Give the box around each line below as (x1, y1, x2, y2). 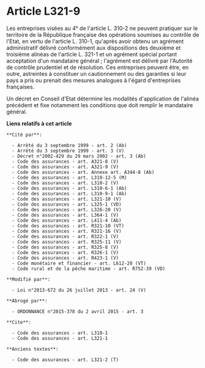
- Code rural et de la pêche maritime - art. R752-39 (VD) (12, 265, 166, 272)
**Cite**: (6, 319, 32, 325)
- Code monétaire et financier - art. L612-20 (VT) (12, 260, 147, 266)
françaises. (6, 83, 35, 90)
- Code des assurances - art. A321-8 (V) (12, 158, 119, 165)
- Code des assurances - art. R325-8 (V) (12, 244, 119, 250)
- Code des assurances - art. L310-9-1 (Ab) (12, 190, 127, 197)
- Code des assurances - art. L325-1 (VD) (12, 201, 122, 208)
